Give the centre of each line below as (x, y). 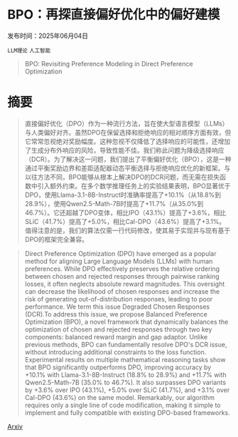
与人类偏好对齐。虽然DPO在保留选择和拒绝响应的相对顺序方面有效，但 (128, 132)
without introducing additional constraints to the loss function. (115, 352)
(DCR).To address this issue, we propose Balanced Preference (116, 314)
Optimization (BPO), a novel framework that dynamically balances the (126, 322)
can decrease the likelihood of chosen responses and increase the (122, 291)
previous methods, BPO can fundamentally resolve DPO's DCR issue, (126, 344)
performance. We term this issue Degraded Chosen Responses (117, 307)
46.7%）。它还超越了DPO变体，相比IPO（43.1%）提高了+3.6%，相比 (125, 212)
